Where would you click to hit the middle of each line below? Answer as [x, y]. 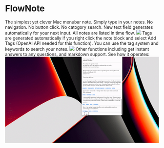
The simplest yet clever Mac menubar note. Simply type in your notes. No [79, 22]
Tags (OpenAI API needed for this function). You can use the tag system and [82, 43]
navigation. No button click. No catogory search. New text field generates [79, 27]
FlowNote [25, 9]
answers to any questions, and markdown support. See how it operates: [77, 54]
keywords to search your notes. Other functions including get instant [77, 49]
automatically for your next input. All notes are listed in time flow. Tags [79, 33]
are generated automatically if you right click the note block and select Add [81, 38]
